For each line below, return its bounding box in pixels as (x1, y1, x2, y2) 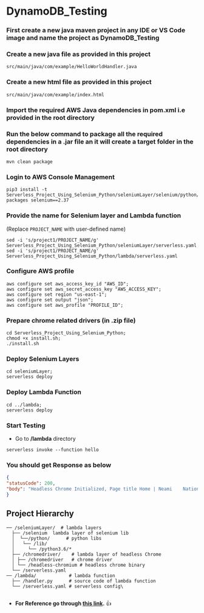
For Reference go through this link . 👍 (15, 600, 112, 607)
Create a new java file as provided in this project (6, 50, 151, 58)
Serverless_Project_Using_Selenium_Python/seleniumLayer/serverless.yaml (6, 242, 197, 248)
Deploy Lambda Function (6, 388, 82, 396)
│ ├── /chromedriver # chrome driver (12, 556, 113, 562)
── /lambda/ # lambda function (6, 572, 115, 579)
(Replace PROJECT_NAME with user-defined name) (6, 225, 126, 233)
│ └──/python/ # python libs (12, 535, 102, 541)
